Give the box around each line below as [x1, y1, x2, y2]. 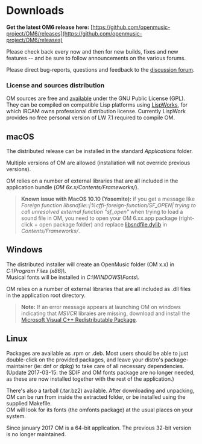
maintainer [6, 362, 33, 369]
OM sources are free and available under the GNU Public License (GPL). [6, 95, 186, 102]
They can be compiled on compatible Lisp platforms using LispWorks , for [6, 101, 188, 108]
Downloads [6, 4, 65, 17]
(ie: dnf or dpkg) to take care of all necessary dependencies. [34, 362, 185, 369]
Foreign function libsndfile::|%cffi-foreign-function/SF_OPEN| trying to [21, 202, 196, 209]
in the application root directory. [6, 292, 86, 299]
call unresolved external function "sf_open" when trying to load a [21, 208, 183, 216]
